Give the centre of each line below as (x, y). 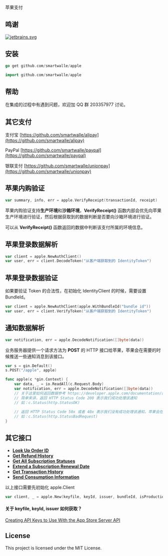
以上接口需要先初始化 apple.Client (40, 487)
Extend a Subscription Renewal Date (51, 466)
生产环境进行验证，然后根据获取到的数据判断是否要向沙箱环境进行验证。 (79, 216)
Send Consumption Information (46, 477)
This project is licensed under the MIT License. (53, 548)
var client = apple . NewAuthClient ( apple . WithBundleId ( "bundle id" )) (78, 306)
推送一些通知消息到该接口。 (38, 356)
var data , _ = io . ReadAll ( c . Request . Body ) (59, 384)
